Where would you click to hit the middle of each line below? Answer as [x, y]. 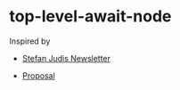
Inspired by [30, 41]
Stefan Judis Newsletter [66, 58]
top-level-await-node [90, 16]
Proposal [38, 75]
